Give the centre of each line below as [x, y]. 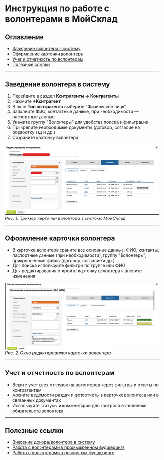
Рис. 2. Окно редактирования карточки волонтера [58, 353]
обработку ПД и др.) [34, 132]
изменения [24, 276]
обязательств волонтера [38, 411]
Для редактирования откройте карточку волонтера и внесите [77, 271]
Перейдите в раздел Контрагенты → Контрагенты [65, 96]
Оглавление [24, 37]
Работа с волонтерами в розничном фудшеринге [63, 453]
